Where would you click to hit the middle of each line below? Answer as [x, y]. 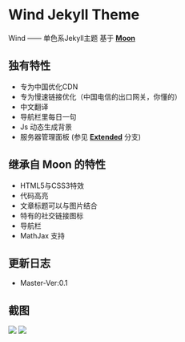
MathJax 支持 [42, 235]
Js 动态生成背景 [46, 127]
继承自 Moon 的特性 [57, 165]
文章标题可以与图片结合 [58, 206]
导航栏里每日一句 [48, 116]
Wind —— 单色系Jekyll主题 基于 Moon [72, 38]
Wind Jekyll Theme [74, 15]
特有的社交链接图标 [52, 215]
